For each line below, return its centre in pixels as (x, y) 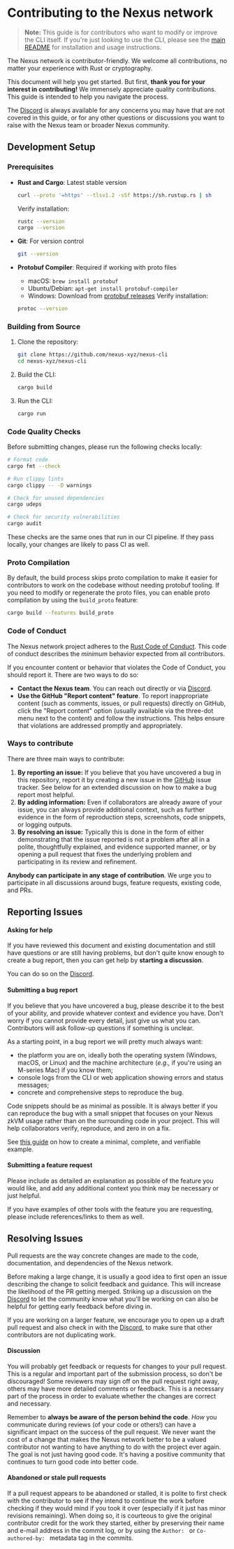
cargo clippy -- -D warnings (50, 485)
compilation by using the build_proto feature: (73, 600)
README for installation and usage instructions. (93, 47)
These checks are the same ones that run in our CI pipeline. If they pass (111, 537)
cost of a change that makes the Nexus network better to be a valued (107, 1439)
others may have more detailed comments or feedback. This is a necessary (116, 1389)
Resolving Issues (45, 1238)
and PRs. (20, 890)
